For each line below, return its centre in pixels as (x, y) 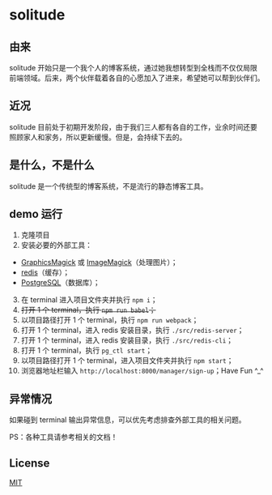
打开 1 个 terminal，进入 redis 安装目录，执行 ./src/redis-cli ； (127, 340)
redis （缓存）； (45, 272)
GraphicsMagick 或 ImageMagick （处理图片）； (99, 262)
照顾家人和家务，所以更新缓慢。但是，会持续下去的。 (98, 137)
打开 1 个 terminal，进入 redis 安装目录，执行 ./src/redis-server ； (132, 331)
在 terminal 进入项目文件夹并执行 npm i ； (89, 300)
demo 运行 (36, 214)
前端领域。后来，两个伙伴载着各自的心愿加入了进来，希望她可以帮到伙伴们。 (137, 78)
